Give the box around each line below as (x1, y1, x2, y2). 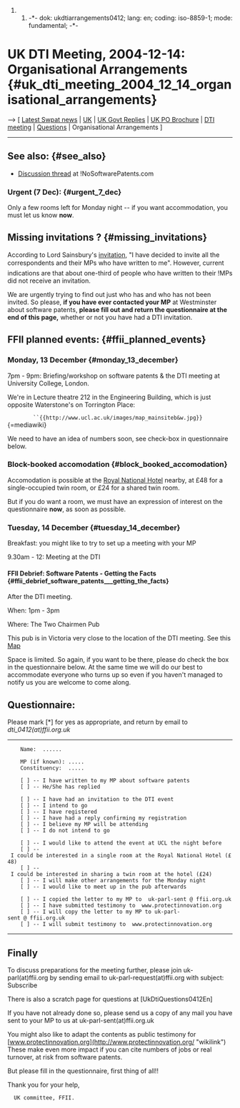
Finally (7, 947, 38, 959)
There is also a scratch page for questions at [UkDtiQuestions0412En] (7, 994, 213, 1003)
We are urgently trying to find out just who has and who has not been (7, 290, 211, 298)
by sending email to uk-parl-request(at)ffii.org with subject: (49, 973, 224, 982)
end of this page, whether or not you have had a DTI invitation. (7, 313, 193, 321)
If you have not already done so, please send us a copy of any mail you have (7, 1008, 233, 1017)
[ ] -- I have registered (20, 808, 98, 816)
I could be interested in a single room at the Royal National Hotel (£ (10, 852, 232, 860)
